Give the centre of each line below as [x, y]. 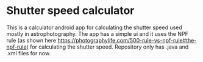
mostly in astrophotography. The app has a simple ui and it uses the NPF [98, 33]
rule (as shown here [31, 40]
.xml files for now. [28, 53]
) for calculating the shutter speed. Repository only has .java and [108, 47]
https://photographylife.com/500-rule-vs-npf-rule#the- [127, 40]
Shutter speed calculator [70, 11]
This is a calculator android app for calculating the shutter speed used [94, 27]
